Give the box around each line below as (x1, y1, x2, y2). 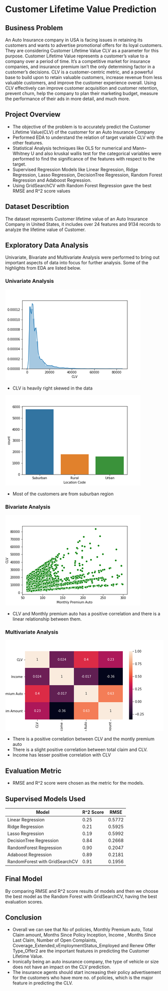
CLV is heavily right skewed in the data (12, 385, 93, 391)
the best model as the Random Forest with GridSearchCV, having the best (5, 893, 157, 899)
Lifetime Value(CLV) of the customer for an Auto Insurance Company (12, 129, 155, 135)
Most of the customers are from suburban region (12, 491, 114, 497)
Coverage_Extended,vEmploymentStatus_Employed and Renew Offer (12, 943, 156, 949)
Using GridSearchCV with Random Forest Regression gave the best (12, 182, 152, 188)
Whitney (12, 150, 30, 157)
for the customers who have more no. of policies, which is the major (12, 975, 153, 981)
